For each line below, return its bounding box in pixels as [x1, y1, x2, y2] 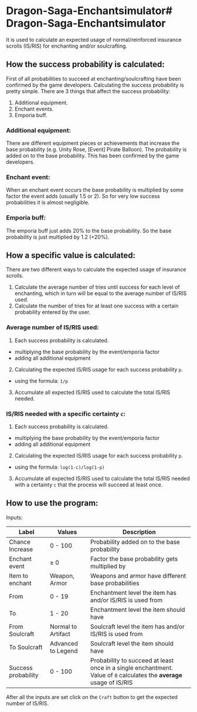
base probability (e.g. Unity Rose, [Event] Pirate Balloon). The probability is [6, 146, 187, 153]
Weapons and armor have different [90, 571, 186, 579]
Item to [9, 571, 28, 579]
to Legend [49, 647, 78, 655]
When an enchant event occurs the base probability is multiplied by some [6, 187, 184, 194]
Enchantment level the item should [90, 605, 186, 614]
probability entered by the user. [14, 309, 91, 316]
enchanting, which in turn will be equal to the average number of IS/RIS [14, 290, 187, 297]
